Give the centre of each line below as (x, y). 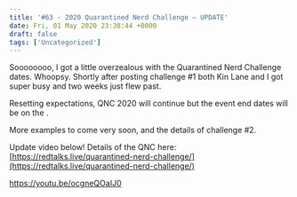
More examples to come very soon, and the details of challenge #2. (133, 130)
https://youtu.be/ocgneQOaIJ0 (65, 184)
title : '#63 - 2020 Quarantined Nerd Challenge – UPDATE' (119, 17)
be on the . (29, 113)
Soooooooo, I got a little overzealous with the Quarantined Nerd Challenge (145, 67)
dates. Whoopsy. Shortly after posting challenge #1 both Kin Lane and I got (146, 77)
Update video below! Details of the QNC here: (93, 147)
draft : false (33, 34)
